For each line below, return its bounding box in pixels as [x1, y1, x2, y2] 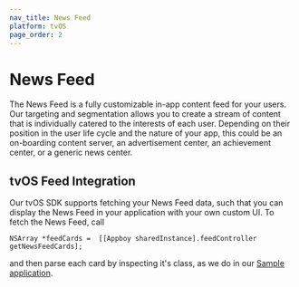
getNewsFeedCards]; [9, 242, 83, 252]
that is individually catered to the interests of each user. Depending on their [9, 119, 291, 129]
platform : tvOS [9, 22, 67, 31]
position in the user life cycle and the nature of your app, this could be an [9, 128, 283, 139]
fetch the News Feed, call [9, 216, 105, 227]
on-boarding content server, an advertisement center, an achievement [9, 138, 272, 148]
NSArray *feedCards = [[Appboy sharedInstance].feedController [9, 234, 257, 244]
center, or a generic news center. [9, 147, 133, 158]
